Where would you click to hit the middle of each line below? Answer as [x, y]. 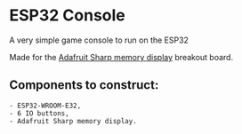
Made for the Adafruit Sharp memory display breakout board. [121, 57]
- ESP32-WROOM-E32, [45, 106]
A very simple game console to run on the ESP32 [99, 40]
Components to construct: [84, 85]
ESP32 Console [68, 16]
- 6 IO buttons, [39, 113]
